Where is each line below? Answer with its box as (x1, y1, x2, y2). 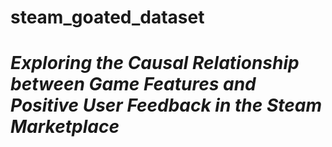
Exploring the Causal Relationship (10, 52, 300, 75)
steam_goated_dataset (10, 6, 205, 29)
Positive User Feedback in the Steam (10, 94, 323, 117)
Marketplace (10, 116, 120, 138)
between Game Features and (10, 73, 257, 96)
